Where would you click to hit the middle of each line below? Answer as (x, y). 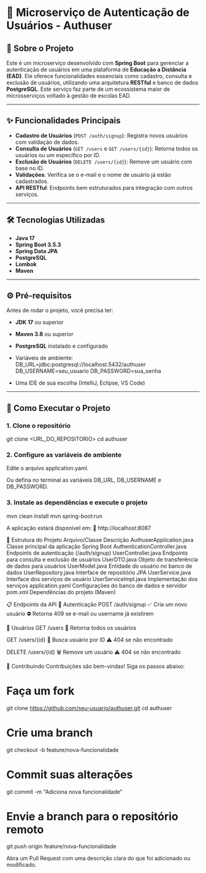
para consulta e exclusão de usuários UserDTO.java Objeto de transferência (102, 559)
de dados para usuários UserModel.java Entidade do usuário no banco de (99, 566)
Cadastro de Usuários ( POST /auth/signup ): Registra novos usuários (101, 135)
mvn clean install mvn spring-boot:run (55, 516)
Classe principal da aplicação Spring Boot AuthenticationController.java (97, 546)
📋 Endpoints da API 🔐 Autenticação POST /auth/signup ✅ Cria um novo (97, 604)
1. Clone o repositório (39, 425)
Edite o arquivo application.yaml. (48, 468)
